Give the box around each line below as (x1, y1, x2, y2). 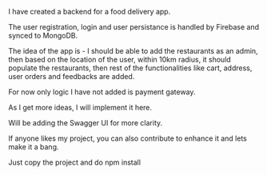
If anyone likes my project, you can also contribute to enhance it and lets (8, 133, 248, 143)
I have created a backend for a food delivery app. (8, 7, 171, 16)
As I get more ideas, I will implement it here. (8, 103, 153, 112)
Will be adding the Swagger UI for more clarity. (8, 118, 163, 127)
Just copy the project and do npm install (8, 157, 141, 167)
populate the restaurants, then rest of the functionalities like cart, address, (8, 63, 253, 73)
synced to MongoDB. (8, 31, 78, 40)
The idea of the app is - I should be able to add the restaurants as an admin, (8, 46, 258, 55)
